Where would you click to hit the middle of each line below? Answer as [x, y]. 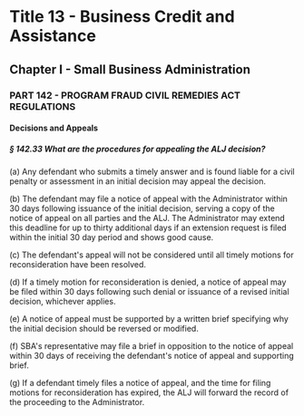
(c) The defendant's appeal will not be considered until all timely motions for [152, 255]
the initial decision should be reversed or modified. [104, 329]
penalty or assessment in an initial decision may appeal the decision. [137, 181]
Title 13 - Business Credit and [122, 17]
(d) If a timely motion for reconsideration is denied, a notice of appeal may [148, 282]
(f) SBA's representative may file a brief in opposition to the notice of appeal [152, 346]
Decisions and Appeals [54, 128]
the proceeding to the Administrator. [77, 402]
